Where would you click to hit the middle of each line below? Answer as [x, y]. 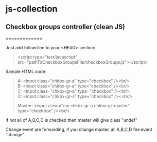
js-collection [32, 9]
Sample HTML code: [26, 71]
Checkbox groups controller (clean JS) [65, 27]
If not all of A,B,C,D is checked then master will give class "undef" [71, 120]
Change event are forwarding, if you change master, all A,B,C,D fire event [79, 129]
